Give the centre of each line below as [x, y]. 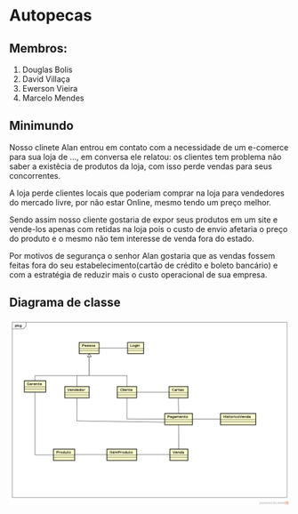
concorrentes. [35, 175]
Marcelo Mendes [53, 98]
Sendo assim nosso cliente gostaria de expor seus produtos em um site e [144, 220]
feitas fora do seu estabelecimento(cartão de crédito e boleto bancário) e [144, 265]
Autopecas [51, 16]
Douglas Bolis [47, 69]
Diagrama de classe [65, 303]
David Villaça [46, 79]
